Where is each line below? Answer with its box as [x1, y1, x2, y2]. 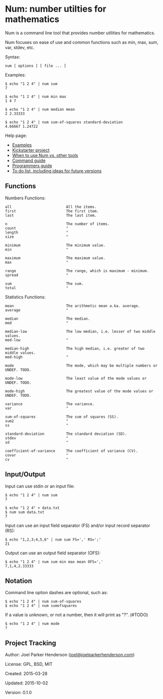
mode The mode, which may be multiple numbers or [5, 363, 158, 368]
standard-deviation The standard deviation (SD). [5, 431, 127, 436]
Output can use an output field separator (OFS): [5, 550, 101, 556]
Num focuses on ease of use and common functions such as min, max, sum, [5, 39, 159, 45]
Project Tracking [5, 639, 56, 647]
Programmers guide [12, 162, 53, 169]
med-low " [5, 337, 69, 342]
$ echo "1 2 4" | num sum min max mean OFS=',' [5, 559, 104, 564]
